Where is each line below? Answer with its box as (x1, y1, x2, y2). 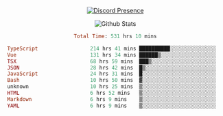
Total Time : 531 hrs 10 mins (73, 33, 157, 40)
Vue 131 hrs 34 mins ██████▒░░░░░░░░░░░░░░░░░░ (7, 51, 216, 58)
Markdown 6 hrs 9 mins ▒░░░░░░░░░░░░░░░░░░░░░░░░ (7, 96, 216, 102)
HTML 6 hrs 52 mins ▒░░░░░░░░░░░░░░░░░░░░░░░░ (7, 89, 216, 96)
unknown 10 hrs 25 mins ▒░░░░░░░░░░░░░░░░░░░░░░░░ (7, 83, 216, 90)
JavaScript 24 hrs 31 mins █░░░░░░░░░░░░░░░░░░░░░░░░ (7, 70, 216, 78)
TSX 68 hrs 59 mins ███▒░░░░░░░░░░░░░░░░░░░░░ (7, 58, 216, 65)
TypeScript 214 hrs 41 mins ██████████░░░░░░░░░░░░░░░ (7, 45, 216, 52)
